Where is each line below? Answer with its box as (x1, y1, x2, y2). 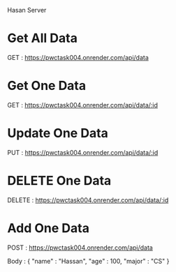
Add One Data (7, 220, 89, 236)
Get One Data (7, 78, 87, 93)
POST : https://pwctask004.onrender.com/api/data (7, 243, 154, 252)
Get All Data (7, 31, 78, 46)
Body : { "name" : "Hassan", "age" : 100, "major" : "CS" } (7, 257, 170, 265)
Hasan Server (7, 6, 47, 14)
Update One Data (7, 126, 108, 142)
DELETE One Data (7, 173, 112, 188)
